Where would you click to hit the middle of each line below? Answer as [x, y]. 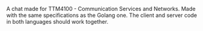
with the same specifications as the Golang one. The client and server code [102, 15]
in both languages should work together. [57, 22]
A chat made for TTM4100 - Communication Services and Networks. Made [101, 9]
